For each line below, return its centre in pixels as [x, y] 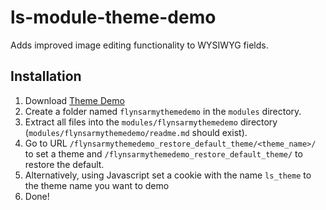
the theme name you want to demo [97, 185]
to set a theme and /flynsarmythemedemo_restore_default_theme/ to [163, 153]
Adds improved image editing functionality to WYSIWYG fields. [139, 45]
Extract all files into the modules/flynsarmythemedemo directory [151, 122]
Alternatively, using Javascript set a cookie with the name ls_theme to [168, 175]
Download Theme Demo [74, 100]
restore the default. [64, 164]
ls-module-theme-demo [113, 17]
